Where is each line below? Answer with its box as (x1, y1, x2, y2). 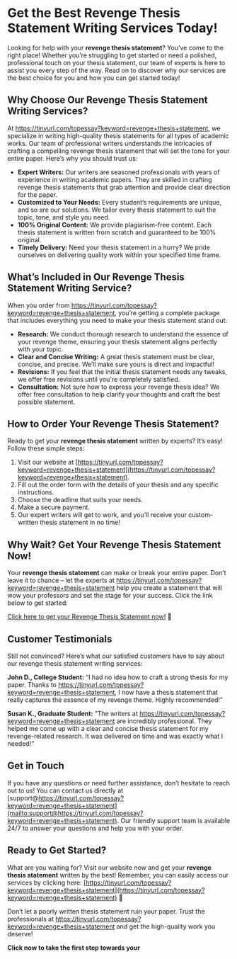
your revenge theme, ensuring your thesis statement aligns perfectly (17, 337, 218, 346)
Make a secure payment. (17, 503, 91, 511)
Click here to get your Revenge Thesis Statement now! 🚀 (7, 613, 172, 621)
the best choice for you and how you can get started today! (7, 73, 180, 82)
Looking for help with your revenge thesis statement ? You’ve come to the (7, 43, 224, 52)
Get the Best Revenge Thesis (7, 5, 180, 21)
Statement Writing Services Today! (7, 20, 218, 36)
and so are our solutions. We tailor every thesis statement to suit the (17, 205, 216, 214)
